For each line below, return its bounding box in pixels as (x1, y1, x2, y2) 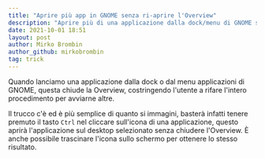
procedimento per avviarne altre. (8, 94, 115, 103)
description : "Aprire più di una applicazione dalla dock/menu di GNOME (8, 19, 252, 27)
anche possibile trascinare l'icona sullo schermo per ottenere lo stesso (8, 134, 238, 143)
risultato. (8, 142, 37, 152)
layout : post (8, 33, 51, 42)
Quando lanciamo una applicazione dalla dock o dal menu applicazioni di (8, 76, 244, 86)
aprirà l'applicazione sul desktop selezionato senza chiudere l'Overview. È (8, 125, 249, 134)
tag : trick (8, 56, 44, 64)
